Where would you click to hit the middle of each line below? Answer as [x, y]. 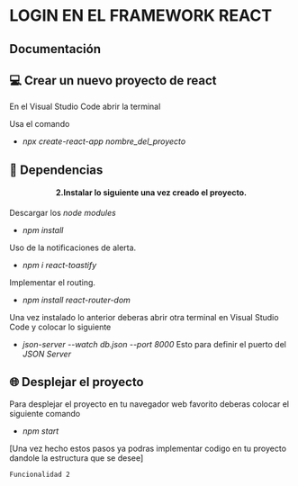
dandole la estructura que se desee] [77, 458]
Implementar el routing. [53, 282]
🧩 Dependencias [56, 170]
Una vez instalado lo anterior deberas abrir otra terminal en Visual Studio [144, 317]
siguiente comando [45, 413]
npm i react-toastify [59, 265]
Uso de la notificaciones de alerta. [73, 247]
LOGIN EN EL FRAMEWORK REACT [141, 16]
